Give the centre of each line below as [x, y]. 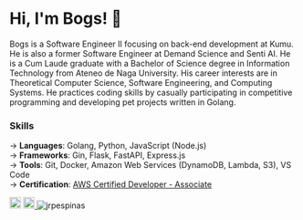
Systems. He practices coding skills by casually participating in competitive [151, 92]
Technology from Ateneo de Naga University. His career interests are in [144, 73]
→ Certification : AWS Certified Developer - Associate [111, 184]
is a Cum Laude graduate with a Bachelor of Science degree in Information [150, 63]
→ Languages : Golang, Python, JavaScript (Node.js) [108, 146]
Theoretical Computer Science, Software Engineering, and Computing [141, 82]
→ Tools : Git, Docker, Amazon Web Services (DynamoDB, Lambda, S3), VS [151, 165]
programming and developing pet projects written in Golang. [123, 102]
